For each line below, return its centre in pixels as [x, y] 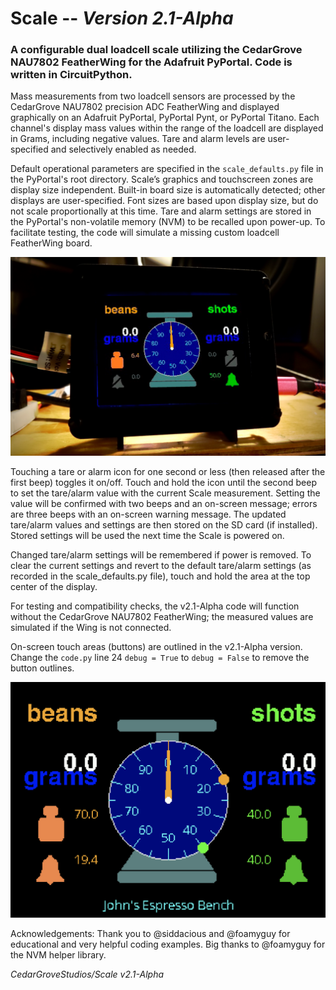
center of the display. [54, 586]
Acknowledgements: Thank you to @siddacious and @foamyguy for [150, 933]
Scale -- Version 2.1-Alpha [122, 18]
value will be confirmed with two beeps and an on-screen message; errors [164, 503]
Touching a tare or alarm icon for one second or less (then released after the [168, 471]
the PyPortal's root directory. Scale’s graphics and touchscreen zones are [162, 179]
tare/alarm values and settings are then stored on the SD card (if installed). [164, 524]
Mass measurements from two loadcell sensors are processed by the [153, 96]
